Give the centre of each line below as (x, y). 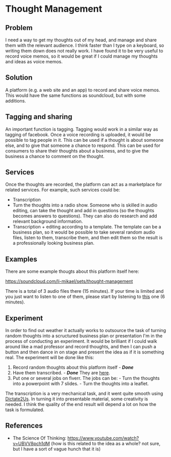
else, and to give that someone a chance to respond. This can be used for (83, 145)
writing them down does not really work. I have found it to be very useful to (84, 51)
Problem (19, 28)
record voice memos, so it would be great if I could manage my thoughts (82, 56)
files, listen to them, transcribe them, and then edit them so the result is (88, 238)
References (24, 426)
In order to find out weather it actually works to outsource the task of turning (86, 331)
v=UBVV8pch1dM (31, 443)
